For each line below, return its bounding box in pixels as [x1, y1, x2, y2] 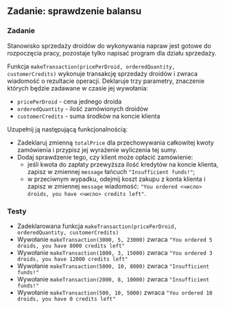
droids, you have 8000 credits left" [16, 243, 126, 249]
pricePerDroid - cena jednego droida [16, 97, 122, 106]
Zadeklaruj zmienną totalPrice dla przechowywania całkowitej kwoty [16, 138, 214, 147]
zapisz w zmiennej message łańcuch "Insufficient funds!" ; [27, 167, 196, 175]
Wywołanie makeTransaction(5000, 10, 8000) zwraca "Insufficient [16, 262, 210, 270]
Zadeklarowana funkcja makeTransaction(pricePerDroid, [16, 222, 177, 230]
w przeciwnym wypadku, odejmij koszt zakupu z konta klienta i [27, 175, 206, 183]
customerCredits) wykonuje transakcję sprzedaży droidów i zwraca [7, 69, 198, 77]
